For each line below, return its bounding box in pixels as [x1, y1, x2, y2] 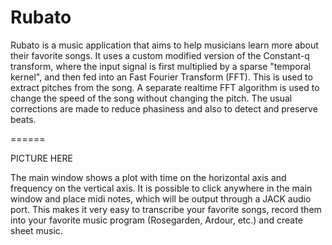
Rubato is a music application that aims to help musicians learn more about [10, 39, 319, 51]
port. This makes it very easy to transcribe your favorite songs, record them [10, 203, 322, 215]
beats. [10, 113, 37, 125]
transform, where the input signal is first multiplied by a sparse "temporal [10, 60, 312, 72]
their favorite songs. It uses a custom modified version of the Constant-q [10, 49, 310, 61]
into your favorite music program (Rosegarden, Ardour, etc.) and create [10, 214, 303, 226]
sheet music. [10, 224, 63, 236]
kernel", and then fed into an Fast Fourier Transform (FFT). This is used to [10, 71, 313, 83]
